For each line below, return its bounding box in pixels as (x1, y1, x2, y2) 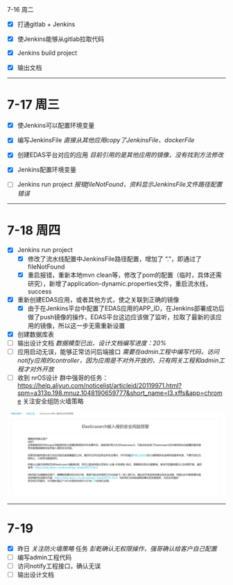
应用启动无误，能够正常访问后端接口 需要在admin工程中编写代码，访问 (17, 347, 220, 355)
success (27, 287, 52, 296)
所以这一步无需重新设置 (58, 321, 126, 330)
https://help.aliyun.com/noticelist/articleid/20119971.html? (17, 382, 182, 389)
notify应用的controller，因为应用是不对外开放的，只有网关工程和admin (17, 356, 219, 364)
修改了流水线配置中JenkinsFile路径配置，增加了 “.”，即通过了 (27, 255, 202, 263)
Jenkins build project (17, 49, 78, 57)
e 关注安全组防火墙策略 (17, 397, 84, 405)
